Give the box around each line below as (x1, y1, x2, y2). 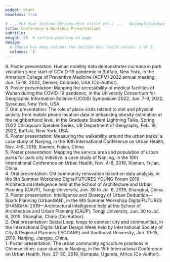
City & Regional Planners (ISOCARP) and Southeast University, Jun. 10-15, (5, 229, 159, 235)
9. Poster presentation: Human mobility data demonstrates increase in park (5, 63, 162, 69)
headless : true (5, 12, 37, 17)
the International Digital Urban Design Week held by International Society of (5, 224, 163, 230)
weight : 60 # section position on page (5, 35, 92, 40)
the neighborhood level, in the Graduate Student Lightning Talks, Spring (5, 117, 155, 123)
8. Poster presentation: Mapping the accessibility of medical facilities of (5, 84, 155, 91)
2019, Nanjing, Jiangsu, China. (5, 235, 69, 241)
